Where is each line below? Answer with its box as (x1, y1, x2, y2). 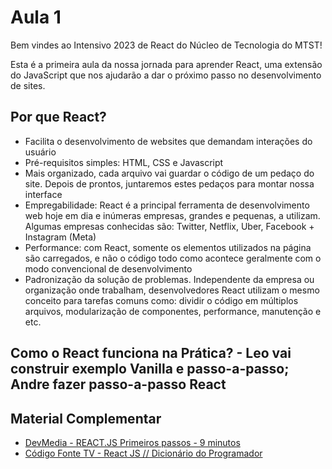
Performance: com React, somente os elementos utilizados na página (24, 241, 312, 253)
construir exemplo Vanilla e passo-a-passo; (10, 361, 290, 378)
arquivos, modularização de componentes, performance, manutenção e (24, 305, 322, 317)
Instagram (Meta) (24, 231, 97, 243)
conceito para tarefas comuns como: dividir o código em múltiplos (24, 294, 299, 306)
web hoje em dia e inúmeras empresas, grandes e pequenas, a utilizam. (24, 209, 321, 221)
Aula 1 (10, 6, 62, 29)
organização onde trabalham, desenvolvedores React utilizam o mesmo (24, 284, 320, 296)
